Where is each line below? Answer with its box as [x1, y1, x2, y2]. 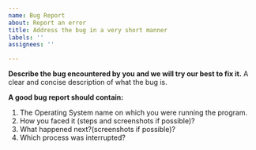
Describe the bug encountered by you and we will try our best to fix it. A [8, 69, 249, 79]
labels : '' [8, 33, 44, 42]
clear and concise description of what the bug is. [8, 78, 168, 87]
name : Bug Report [8, 11, 66, 20]
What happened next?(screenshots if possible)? [19, 125, 176, 134]
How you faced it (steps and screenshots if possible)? [19, 116, 195, 126]
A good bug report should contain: [8, 93, 124, 102]
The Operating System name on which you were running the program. [19, 108, 247, 118]
